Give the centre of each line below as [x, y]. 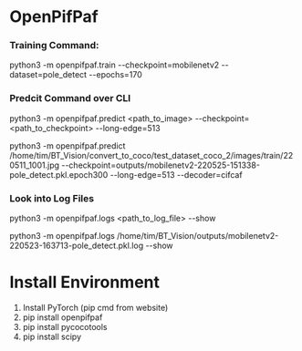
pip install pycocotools [65, 327]
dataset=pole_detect [48, 75]
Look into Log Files [52, 198]
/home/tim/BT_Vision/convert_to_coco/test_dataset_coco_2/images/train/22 [151, 155]
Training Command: [54, 46]
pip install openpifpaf [62, 317]
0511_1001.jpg [35, 165]
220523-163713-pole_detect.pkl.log [77, 246]
